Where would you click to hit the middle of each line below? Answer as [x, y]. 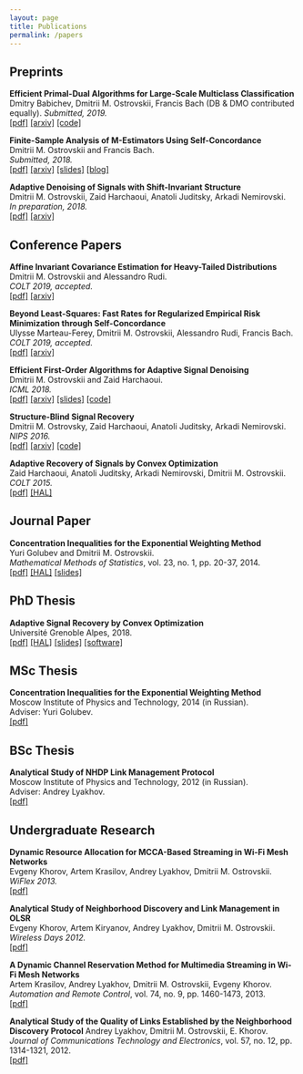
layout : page [34, 18]
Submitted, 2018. [41, 160]
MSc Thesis [44, 671]
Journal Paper [50, 521]
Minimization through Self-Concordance [88, 323]
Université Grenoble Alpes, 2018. [71, 632]
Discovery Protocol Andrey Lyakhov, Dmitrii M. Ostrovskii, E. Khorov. [139, 1031]
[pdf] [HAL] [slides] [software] [66, 642]
